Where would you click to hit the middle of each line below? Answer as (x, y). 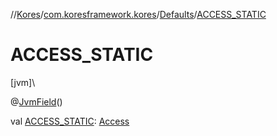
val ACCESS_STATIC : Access (70, 121)
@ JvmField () (36, 101)
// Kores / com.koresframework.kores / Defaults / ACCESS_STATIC (138, 14)
